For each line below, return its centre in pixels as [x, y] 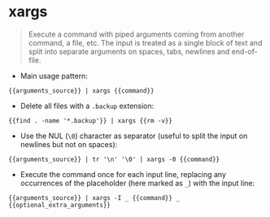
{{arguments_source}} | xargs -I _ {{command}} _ [94, 197]
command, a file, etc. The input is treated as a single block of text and [145, 42]
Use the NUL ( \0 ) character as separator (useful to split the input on [134, 136]
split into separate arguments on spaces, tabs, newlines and [129, 51]
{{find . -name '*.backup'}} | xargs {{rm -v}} [91, 120]
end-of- [244, 51]
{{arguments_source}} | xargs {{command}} [81, 91]
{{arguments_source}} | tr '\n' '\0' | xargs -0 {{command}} [114, 159]
